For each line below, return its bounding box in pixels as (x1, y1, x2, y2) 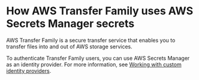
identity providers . (6, 67, 52, 74)
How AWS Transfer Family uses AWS (6, 4, 194, 18)
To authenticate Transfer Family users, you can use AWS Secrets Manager (6, 54, 190, 61)
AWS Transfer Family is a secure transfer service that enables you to (6, 36, 176, 44)
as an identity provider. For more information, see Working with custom (6, 61, 182, 68)
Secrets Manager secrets (6, 17, 135, 30)
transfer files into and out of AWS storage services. (6, 43, 133, 50)
